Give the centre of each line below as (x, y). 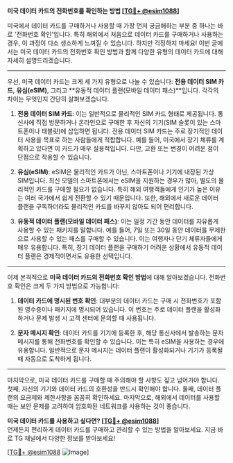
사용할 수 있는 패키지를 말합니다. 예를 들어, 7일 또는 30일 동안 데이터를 (112, 230)
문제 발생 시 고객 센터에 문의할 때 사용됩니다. (96, 318)
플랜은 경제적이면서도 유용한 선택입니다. (79, 256)
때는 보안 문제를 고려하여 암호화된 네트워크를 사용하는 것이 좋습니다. (99, 406)
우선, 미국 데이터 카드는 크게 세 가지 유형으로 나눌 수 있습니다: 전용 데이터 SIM (112, 82)
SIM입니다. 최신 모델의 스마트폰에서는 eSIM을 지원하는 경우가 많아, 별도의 (117, 180)
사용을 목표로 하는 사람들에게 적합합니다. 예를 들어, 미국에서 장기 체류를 (121, 140)
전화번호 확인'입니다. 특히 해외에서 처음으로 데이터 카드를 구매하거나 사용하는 (120, 34)
